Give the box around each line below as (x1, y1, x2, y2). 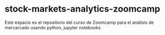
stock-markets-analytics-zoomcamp (4, 3, 161, 15)
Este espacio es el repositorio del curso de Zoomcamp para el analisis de (4, 19, 154, 25)
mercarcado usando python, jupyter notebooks (4, 24, 101, 30)
